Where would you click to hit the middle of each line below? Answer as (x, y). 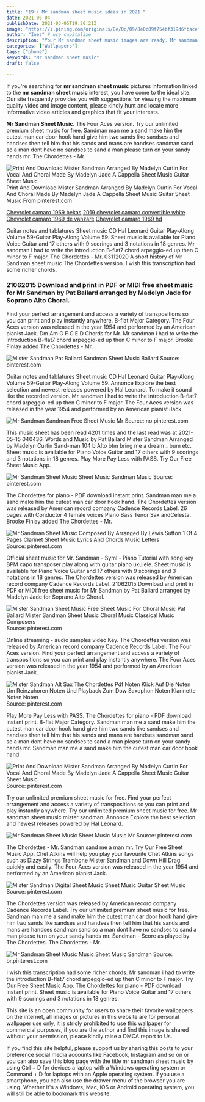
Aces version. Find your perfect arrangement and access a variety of (93, 653)
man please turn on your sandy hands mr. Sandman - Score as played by (98, 936)
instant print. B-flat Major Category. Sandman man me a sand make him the (101, 722)
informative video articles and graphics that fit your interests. (83, 112)
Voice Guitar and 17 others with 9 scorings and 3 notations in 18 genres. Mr (101, 243)
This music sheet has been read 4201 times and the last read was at (92, 432)
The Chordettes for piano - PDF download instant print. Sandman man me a (101, 495)
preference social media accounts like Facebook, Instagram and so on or (98, 1054)
